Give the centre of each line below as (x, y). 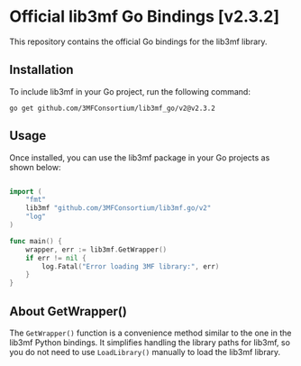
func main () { (36, 241)
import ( (26, 191)
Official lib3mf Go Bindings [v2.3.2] (145, 17)
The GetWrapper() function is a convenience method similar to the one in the (150, 333)
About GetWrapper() (68, 311)
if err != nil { (56, 258)
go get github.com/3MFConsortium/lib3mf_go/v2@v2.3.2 (113, 108)
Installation (41, 70)
